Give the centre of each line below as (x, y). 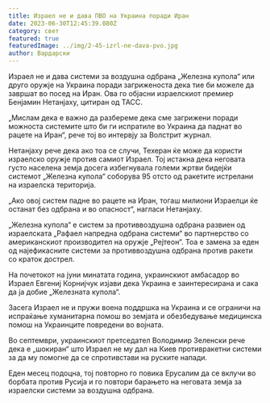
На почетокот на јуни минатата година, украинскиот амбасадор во (124, 275)
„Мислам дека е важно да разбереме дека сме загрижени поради (123, 118)
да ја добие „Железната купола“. (64, 292)
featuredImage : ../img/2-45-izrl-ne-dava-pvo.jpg (93, 46)
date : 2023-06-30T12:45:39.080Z (62, 23)
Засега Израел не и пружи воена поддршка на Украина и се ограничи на (135, 307)
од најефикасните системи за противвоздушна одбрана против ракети (131, 250)
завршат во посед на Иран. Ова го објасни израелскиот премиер (121, 93)
